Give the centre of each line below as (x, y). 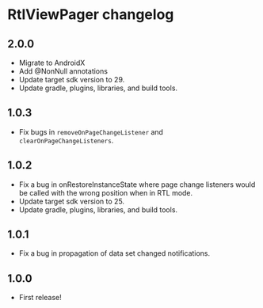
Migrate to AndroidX (52, 63)
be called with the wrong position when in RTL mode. (106, 192)
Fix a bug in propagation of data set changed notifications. (114, 253)
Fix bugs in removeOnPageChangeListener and (91, 131)
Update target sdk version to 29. (72, 80)
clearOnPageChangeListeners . (66, 140)
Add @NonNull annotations (63, 71)
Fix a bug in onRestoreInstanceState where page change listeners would (137, 184)
